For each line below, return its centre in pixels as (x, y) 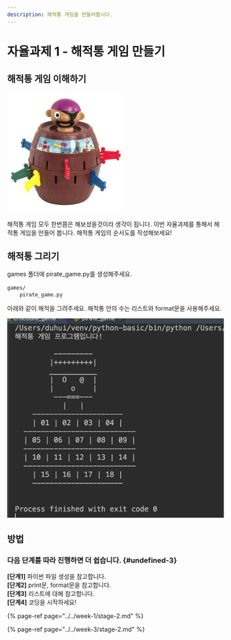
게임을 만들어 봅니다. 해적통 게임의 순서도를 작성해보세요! (96, 232)
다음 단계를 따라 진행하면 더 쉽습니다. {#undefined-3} (92, 560)
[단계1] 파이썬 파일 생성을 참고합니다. (57, 576)
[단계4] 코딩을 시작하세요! (42, 602)
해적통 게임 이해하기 (47, 79)
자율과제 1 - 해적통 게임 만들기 (86, 51)
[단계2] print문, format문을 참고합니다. (59, 585)
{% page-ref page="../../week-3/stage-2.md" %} (76, 629)
